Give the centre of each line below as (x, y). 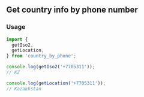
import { (17, 39)
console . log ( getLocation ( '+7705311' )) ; (56, 83)
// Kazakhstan (24, 89)
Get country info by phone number (72, 10)
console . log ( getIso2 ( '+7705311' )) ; (51, 67)
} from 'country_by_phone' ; (41, 56)
